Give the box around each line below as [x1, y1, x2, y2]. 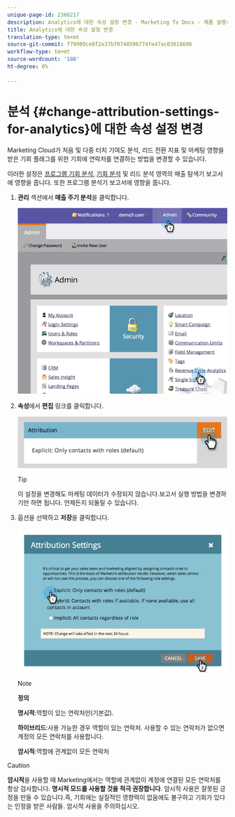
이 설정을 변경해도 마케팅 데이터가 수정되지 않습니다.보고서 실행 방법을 [17, 489, 208, 497]
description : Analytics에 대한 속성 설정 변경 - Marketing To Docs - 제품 [7, 18, 214, 26]
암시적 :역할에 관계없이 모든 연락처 [17, 747, 110, 755]
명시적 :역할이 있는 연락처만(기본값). [17, 708, 114, 717]
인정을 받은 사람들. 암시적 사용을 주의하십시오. [14, 802, 140, 810]
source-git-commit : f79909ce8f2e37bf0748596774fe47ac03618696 [7, 41, 192, 48]
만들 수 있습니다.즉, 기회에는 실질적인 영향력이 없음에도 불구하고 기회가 [20, 792, 213, 802]
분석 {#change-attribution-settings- [7, 104, 220, 119]
